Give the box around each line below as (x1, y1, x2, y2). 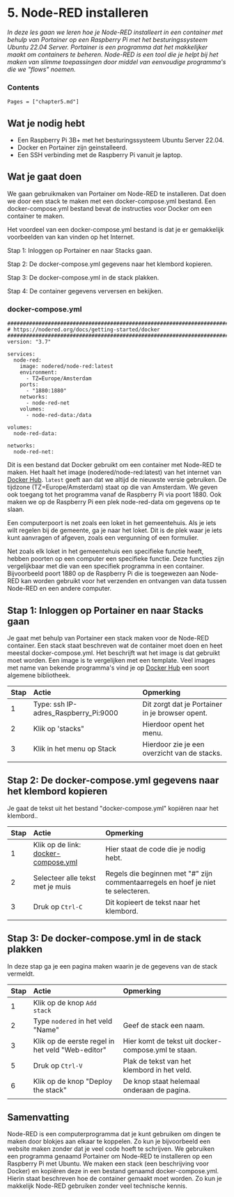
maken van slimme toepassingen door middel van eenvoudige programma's (7, 57, 226, 66)
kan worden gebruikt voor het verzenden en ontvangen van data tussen (20, 577, 227, 585)
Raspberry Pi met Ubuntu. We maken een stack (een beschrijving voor (7, 1159, 209, 1168)
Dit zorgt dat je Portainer (142, 699, 223, 709)
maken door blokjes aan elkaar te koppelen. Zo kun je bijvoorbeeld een (7, 1137, 211, 1146)
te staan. (169, 1045, 197, 1055)
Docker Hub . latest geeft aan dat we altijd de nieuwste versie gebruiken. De (7, 476, 227, 484)
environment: (19, 369, 58, 376)
